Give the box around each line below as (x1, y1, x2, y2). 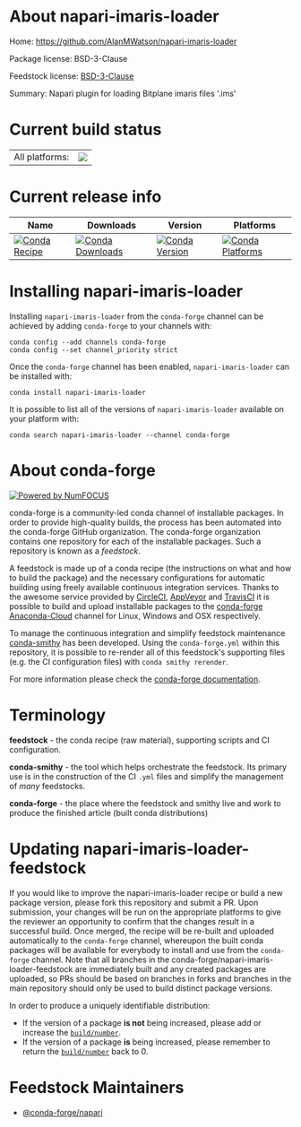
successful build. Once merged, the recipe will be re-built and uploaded (9, 925, 275, 936)
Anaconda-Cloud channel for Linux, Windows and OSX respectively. (9, 610, 262, 621)
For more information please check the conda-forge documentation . (9, 674, 262, 684)
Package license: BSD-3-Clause (9, 53, 128, 64)
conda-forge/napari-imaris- (171, 954, 274, 965)
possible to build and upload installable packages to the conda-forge (9, 600, 263, 611)
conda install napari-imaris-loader (9, 388, 146, 397)
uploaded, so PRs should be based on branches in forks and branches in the (9, 973, 292, 984)
